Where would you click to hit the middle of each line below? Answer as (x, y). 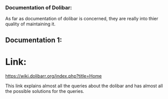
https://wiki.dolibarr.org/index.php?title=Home (54, 76)
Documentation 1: (34, 40)
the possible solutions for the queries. (45, 91)
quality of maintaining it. (30, 24)
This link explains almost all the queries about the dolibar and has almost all (84, 86)
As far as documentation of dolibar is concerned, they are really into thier (82, 19)
